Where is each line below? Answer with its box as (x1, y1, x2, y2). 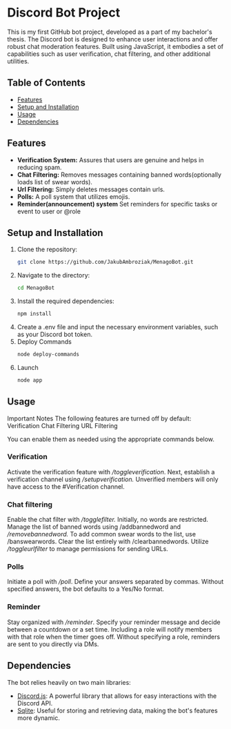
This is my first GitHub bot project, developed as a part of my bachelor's (7, 28, 212, 36)
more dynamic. (17, 713, 60, 722)
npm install (17, 311, 52, 318)
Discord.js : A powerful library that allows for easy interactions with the (17, 692, 217, 700)
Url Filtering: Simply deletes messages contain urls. (17, 185, 165, 193)
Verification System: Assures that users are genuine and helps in (17, 155, 204, 164)
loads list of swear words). (17, 177, 93, 186)
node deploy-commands (17, 351, 79, 358)
